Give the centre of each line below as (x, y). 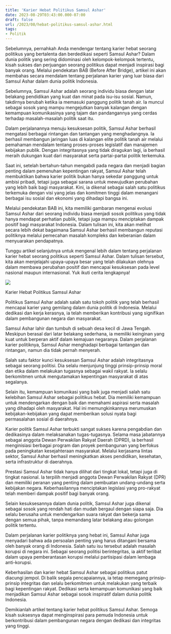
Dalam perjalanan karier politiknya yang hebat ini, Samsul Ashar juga (77, 535)
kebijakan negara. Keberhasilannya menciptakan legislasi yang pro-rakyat (83, 488)
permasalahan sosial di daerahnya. (42, 419)
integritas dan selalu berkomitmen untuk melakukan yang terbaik (89, 583)
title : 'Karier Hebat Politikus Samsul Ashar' (56, 10)
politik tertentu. (21, 525)
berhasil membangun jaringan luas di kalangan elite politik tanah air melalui (84, 139)
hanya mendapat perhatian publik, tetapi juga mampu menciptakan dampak (85, 219)
